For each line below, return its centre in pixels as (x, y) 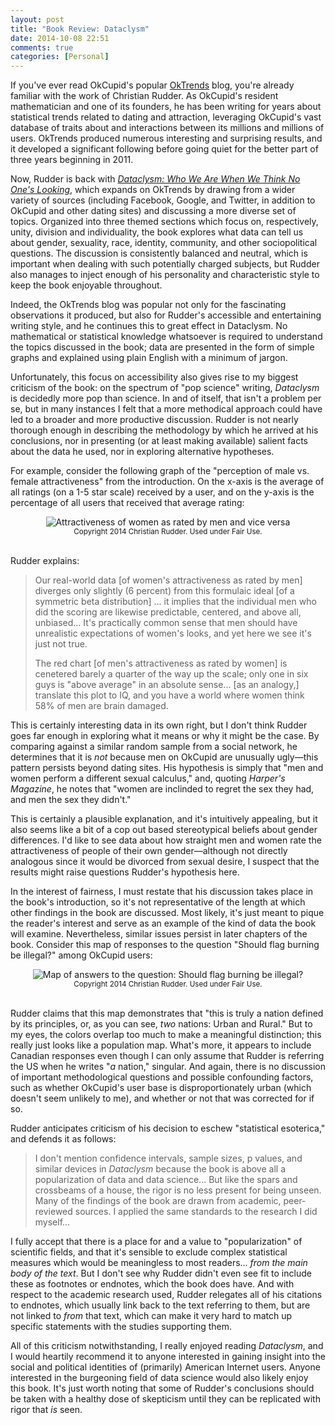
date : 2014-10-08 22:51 (60, 38)
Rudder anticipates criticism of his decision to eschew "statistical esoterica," (168, 1128)
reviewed (53, 1212)
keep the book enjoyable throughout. (86, 285)
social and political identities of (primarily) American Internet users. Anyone (165, 1367)
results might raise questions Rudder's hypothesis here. (125, 872)
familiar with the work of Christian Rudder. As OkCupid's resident (144, 96)
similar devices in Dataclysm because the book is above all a (160, 1169)
